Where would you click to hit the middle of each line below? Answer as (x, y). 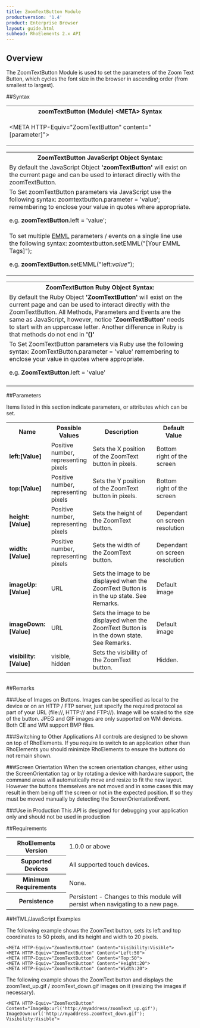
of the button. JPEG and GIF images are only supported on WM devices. (95, 718)
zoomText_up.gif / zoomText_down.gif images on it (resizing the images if (96, 986)
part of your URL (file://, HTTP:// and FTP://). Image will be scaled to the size (100, 712)
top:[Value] (25, 488)
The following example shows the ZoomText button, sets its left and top (94, 931)
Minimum (37, 879)
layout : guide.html (30, 28)
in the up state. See (120, 595)
